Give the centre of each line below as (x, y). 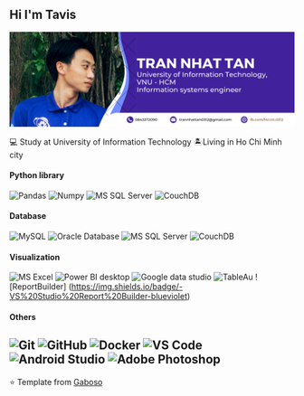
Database (28, 216)
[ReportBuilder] (38, 287)
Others (23, 316)
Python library (37, 175)
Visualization (35, 257)
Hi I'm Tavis (43, 15)
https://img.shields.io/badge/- (127, 287)
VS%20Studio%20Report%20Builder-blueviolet (99, 297)
